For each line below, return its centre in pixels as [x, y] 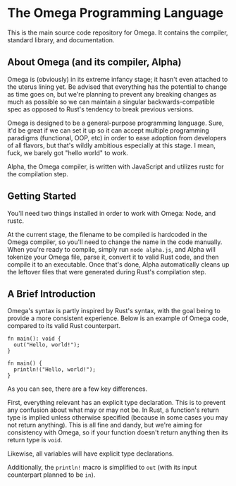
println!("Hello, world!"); [55, 370]
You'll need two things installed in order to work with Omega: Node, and [112, 213]
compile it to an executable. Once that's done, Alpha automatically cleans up [118, 264]
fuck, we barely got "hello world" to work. [68, 152]
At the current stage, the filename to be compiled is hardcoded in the [107, 234]
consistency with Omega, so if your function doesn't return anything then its [118, 432]
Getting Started [42, 196]
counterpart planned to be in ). [51, 475]
